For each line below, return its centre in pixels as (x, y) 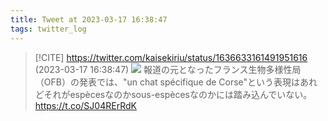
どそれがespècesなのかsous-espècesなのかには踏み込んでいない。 (173, 94)
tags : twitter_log (48, 29)
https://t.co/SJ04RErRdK (85, 105)
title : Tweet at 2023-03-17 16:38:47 (89, 19)
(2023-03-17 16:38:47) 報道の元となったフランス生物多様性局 (168, 69)
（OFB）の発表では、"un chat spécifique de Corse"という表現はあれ (176, 82)
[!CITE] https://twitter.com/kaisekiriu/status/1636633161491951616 (171, 57)
